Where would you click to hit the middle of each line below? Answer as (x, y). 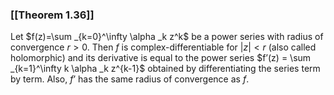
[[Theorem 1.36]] (52, 15)
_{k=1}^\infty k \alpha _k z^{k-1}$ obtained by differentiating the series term (165, 69)
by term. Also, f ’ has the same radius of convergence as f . (130, 79)
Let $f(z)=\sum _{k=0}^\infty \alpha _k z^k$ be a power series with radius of (167, 37)
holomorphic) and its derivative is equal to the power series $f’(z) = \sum (161, 58)
